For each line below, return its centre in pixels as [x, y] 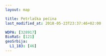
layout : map [17, 10]
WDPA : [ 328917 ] [21, 32]
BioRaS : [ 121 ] [20, 37]
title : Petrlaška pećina [31, 19]
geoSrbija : [16, 42]
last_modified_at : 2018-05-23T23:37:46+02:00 [53, 23]
